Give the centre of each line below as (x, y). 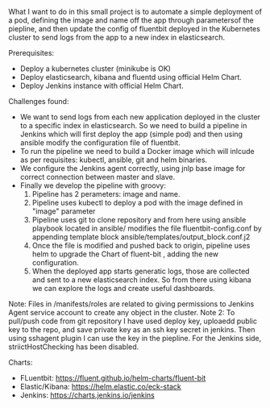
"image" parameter (64, 211)
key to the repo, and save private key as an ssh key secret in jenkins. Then (132, 329)
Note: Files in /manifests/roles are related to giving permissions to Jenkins (131, 304)
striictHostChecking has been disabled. (74, 347)
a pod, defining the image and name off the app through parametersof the (131, 20)
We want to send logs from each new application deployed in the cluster (140, 117)
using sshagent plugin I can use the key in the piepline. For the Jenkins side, (135, 338)
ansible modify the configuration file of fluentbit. (100, 143)
